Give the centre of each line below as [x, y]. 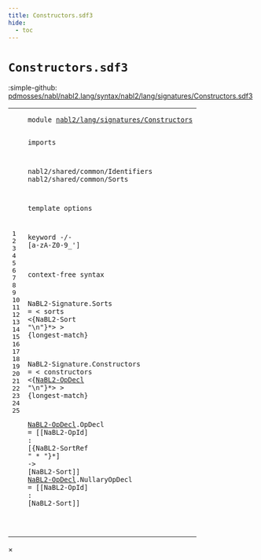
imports [42, 142]
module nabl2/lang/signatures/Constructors [110, 120]
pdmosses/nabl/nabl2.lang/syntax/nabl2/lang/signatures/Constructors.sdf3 [130, 96]
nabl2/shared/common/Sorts [78, 179]
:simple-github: [33, 88]
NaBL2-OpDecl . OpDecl [66, 425]
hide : [17, 23]
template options [60, 208]
